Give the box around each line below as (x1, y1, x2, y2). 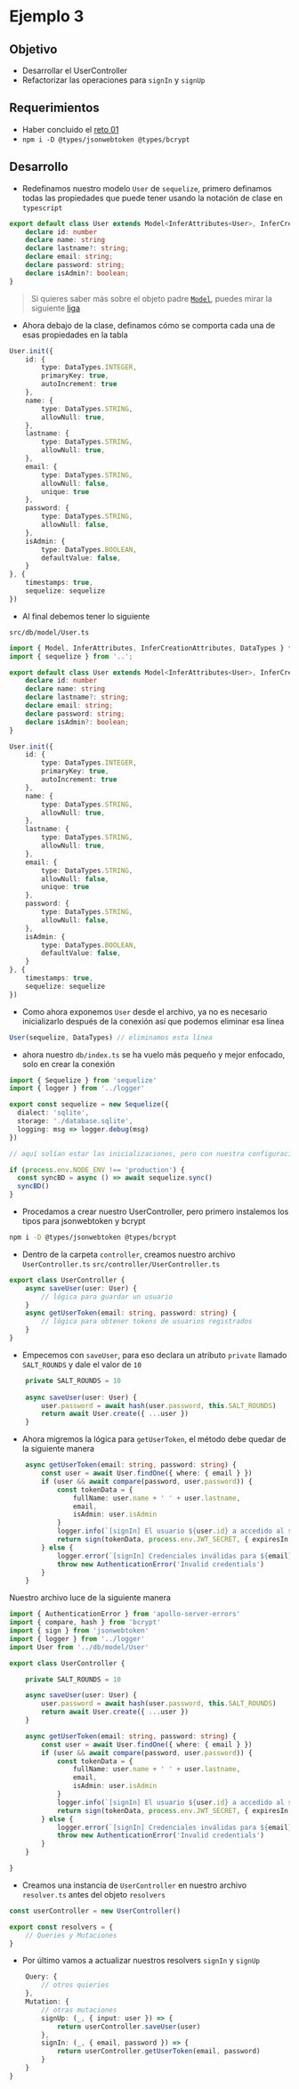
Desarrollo (9, 159, 69, 174)
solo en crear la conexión (21, 1058, 116, 1069)
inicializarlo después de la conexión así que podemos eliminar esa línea (21, 1016, 285, 1026)
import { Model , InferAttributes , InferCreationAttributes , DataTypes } (9, 644, 285, 652)
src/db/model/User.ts (9, 628, 90, 637)
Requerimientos (9, 101, 100, 116)
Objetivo (9, 42, 58, 57)
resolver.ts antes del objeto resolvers (21, 1889, 166, 1899)
